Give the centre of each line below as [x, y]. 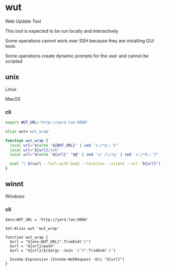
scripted [14, 61]
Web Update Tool [23, 21]
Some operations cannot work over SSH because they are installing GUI [80, 41]
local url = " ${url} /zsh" [34, 150]
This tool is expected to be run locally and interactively [62, 31]
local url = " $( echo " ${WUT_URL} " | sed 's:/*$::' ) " [64, 145]
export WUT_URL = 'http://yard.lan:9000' [47, 122]
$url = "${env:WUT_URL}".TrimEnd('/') [51, 242]
